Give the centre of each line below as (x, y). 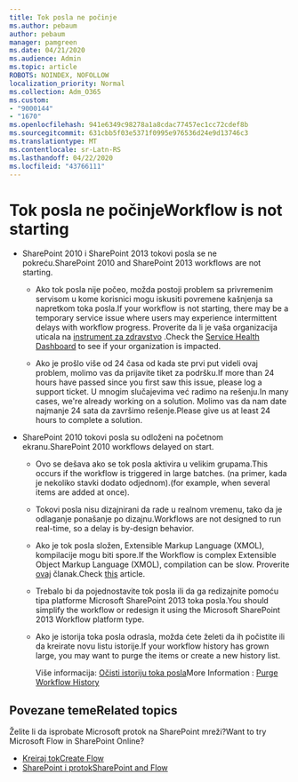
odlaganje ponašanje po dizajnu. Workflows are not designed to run (158, 519)
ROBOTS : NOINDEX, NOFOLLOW (59, 76)
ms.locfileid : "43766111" (57, 166)
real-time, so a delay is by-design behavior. (114, 529)
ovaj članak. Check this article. (90, 574)
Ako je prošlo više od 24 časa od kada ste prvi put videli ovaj (146, 363)
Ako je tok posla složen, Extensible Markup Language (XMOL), (150, 546)
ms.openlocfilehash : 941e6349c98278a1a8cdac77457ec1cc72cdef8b (129, 125)
